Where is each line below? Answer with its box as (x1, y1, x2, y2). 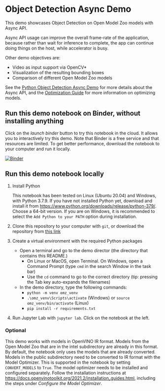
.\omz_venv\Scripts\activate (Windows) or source (27, 295, 130, 301)
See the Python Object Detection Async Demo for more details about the (5, 84, 153, 90)
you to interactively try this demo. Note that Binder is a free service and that (5, 135, 159, 141)
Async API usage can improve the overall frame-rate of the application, (5, 35, 149, 41)
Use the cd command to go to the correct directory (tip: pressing (27, 273, 158, 280)
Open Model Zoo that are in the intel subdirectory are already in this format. (5, 344, 159, 349)
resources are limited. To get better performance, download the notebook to (5, 140, 160, 146)
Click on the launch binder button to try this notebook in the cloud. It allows (5, 130, 158, 136)
